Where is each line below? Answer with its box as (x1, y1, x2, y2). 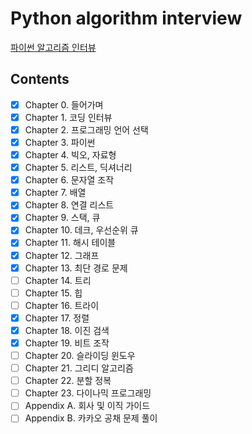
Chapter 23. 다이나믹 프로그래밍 (24, 387, 152, 399)
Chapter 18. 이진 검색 (24, 324, 110, 336)
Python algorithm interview (10, 7, 243, 30)
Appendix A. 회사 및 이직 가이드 (24, 400, 151, 412)
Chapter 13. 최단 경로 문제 (24, 262, 128, 274)
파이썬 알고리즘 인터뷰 (10, 41, 97, 53)
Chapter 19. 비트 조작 (24, 337, 110, 349)
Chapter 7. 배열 (24, 187, 87, 199)
